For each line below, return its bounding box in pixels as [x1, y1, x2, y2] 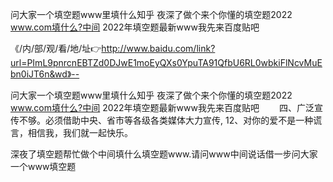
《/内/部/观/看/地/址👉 [10, 43, 102, 54]
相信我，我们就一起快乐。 [27, 127, 133, 138]
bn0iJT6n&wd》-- [10, 68, 80, 80]
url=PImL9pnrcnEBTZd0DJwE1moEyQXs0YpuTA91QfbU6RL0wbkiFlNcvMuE [10, 57, 323, 68]
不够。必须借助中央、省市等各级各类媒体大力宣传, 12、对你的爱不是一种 [18, 114, 314, 126]
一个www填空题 [10, 161, 77, 172]
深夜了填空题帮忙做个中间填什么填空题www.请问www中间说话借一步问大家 [10, 148, 318, 160]
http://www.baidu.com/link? [101, 43, 216, 54]
